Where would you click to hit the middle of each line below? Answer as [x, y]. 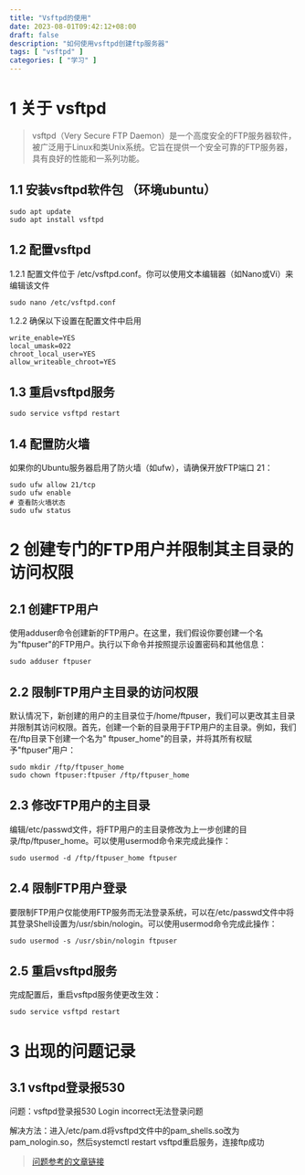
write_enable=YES [42, 338]
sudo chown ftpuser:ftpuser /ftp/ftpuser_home [100, 775]
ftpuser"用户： [48, 750]
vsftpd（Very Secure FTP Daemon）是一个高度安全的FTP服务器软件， [164, 135]
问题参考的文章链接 [68, 1161]
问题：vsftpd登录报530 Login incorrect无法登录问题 [106, 1111]
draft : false [34, 35]
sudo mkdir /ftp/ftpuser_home [67, 767]
